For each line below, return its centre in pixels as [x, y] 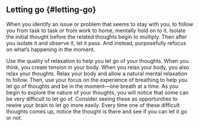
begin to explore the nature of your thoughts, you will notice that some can [97, 92]
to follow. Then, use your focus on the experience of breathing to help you [97, 80]
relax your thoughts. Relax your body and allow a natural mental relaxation [97, 73]
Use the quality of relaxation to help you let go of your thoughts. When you [97, 61]
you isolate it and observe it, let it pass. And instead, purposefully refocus [96, 43]
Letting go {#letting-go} [51, 10]
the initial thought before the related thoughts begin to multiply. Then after [97, 37]
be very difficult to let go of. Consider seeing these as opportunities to [92, 99]
